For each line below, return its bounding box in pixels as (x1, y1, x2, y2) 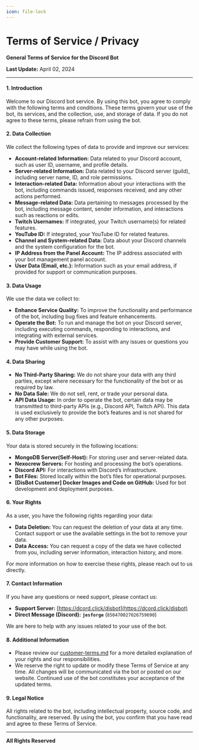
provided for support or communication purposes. (14, 268, 137, 275)
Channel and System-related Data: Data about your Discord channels (14, 237, 187, 244)
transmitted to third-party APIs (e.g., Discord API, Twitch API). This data (14, 403, 190, 410)
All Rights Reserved (6, 737, 56, 745)
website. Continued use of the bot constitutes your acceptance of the (14, 675, 185, 682)
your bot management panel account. (14, 256, 107, 263)
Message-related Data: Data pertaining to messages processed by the (14, 199, 188, 206)
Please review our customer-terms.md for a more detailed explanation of (14, 649, 192, 656)
